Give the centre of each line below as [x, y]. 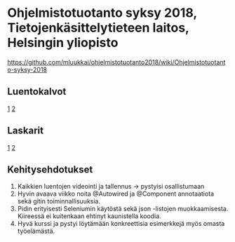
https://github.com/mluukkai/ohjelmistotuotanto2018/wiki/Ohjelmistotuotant [116, 62]
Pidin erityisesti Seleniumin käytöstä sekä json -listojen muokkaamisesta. [123, 209]
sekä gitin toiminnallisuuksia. [59, 201]
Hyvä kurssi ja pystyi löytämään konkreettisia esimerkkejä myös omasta [121, 224]
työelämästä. [36, 231]
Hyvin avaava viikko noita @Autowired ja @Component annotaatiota [116, 194]
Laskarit [26, 131]
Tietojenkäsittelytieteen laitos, [98, 28]
